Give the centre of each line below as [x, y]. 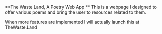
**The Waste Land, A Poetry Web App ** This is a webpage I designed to [81, 7]
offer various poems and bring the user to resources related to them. [76, 12]
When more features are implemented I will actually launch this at [72, 22]
